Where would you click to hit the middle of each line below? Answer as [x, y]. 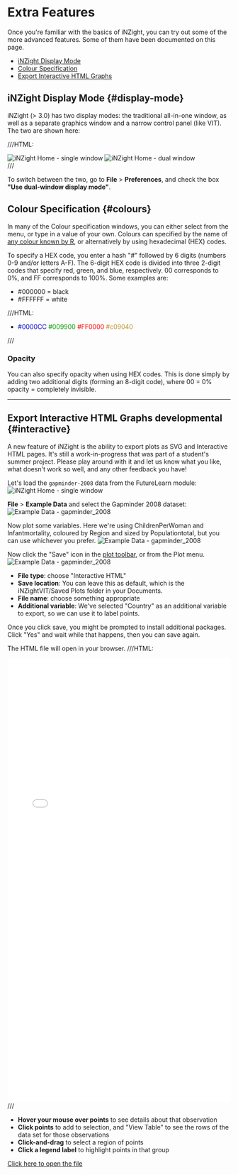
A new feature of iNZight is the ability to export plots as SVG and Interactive [118, 446]
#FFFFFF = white [42, 299]
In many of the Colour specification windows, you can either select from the [118, 226]
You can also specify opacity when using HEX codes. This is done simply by [119, 374]
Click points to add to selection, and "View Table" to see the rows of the [123, 1127]
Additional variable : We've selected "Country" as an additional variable [122, 606]
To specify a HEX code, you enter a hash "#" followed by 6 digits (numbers [117, 255]
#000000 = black [43, 291]
